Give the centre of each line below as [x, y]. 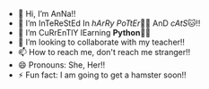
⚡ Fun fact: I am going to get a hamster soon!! [102, 75]
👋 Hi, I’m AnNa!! [47, 14]
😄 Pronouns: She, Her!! [61, 65]
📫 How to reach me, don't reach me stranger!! [104, 52]
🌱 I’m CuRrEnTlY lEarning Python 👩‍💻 [84, 32]
